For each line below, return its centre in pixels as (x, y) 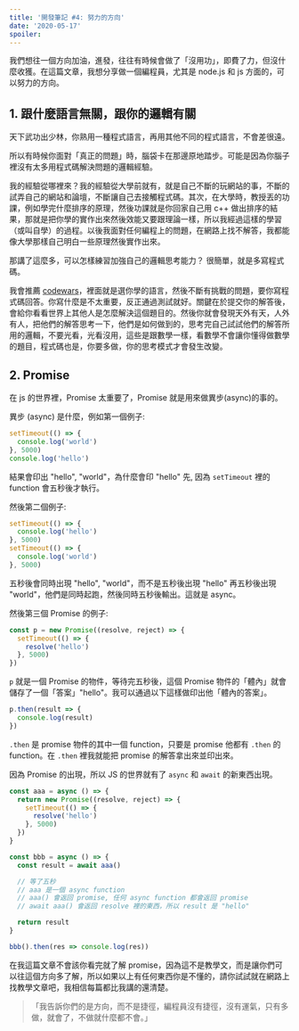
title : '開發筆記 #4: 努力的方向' (67, 17)
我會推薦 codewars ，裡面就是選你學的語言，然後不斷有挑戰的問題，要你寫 (145, 291)
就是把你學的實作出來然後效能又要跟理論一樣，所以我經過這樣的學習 (157, 219)
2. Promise (40, 375)
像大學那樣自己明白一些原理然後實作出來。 (87, 242)
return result (43, 923)
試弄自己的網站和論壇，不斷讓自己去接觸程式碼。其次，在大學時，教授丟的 (145, 197)
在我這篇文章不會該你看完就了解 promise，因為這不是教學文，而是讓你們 (142, 965)
